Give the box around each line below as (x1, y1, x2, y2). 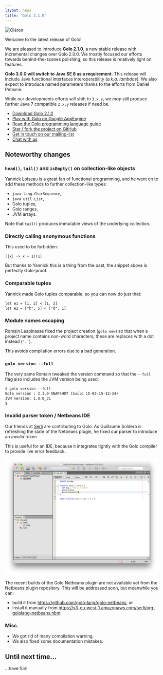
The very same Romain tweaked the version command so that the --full (5, 371, 151, 377)
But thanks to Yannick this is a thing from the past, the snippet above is (5, 262, 147, 268)
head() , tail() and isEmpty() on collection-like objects (5, 165, 135, 171)
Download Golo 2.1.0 (12, 110, 54, 116)
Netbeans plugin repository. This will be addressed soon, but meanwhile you (5, 585, 159, 591)
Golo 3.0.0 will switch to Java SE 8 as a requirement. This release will (5, 71, 147, 76)
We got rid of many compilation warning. (12, 633, 94, 639)
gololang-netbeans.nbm (12, 610, 61, 616)
